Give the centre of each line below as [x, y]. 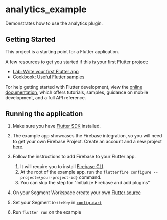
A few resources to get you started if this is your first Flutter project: [77, 62]
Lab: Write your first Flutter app [46, 71]
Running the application [44, 114]
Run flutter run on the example [47, 212]
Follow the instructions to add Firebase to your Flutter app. [74, 156]
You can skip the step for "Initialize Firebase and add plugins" [85, 182]
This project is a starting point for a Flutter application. [62, 51]
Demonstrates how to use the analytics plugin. [54, 23]
